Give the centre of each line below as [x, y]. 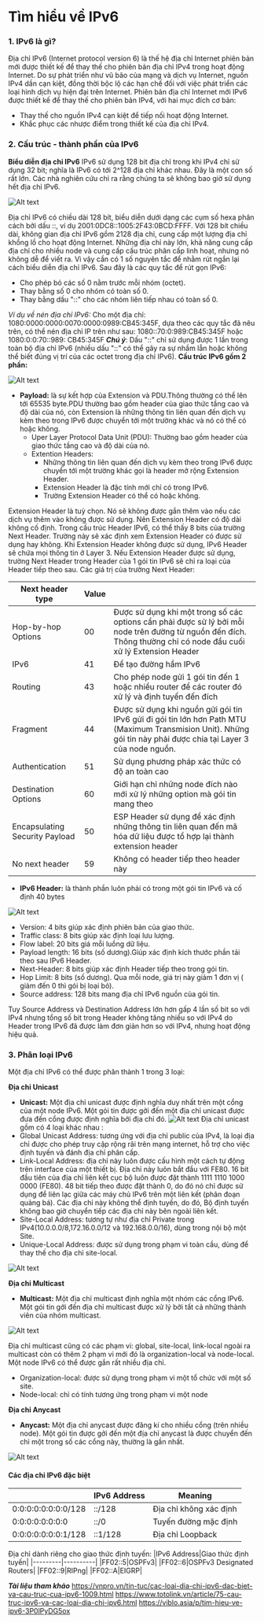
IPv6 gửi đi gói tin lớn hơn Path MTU [180, 719]
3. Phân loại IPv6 [40, 1055]
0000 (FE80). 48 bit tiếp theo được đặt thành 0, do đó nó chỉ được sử [131, 1186]
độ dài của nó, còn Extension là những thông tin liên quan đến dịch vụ [132, 412]
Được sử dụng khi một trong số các [178, 612]
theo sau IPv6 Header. [55, 960]
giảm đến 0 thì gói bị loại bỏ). [67, 985]
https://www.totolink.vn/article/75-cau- [178, 1595]
